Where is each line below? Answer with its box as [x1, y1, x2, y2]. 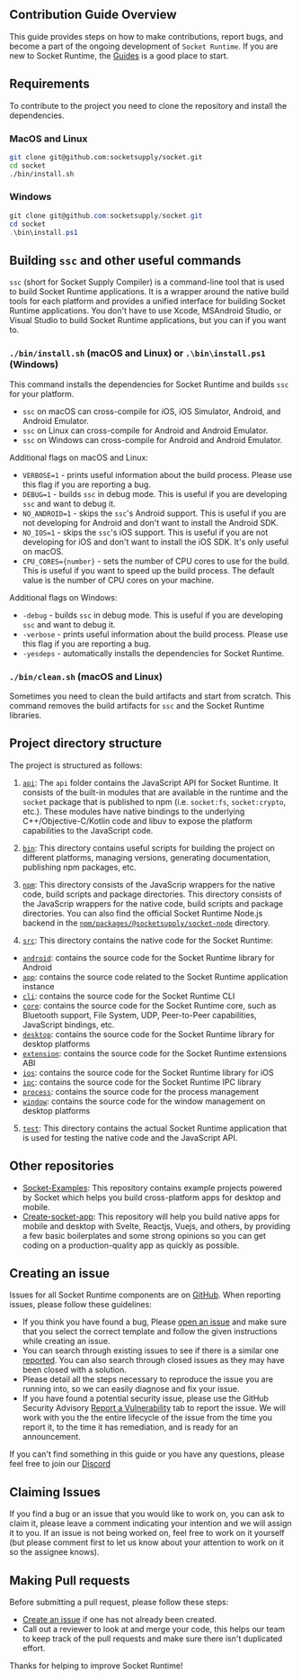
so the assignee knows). [9, 1547, 100, 1558]
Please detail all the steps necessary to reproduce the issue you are [22, 1374, 274, 1385]
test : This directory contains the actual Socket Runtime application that [22, 1123, 288, 1134]
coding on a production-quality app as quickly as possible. [22, 1240, 240, 1251]
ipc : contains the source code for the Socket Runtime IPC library [22, 1076, 261, 1088]
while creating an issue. [22, 1336, 111, 1347]
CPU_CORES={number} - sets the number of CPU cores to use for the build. [22, 555, 290, 566]
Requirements [9, 77, 90, 92]
